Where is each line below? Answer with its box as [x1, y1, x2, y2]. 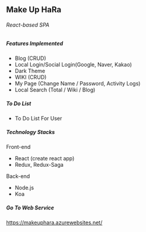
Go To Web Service [6, 204, 55, 211]
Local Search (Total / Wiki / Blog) [14, 86, 96, 93]
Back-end [6, 172, 30, 180]
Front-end [6, 143, 31, 150]
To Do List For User [14, 115, 62, 122]
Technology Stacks [6, 128, 55, 135]
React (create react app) [14, 154, 75, 162]
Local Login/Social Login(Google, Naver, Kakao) [14, 61, 132, 68]
